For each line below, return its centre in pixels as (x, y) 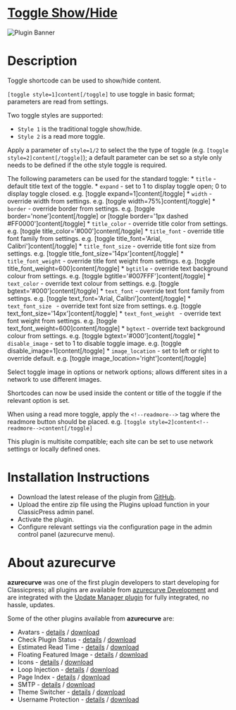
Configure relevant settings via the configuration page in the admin (115, 527)
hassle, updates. (31, 604)
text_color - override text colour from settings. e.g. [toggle (93, 283)
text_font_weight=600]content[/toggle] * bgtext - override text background (116, 328)
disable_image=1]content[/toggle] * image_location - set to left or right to (113, 351)
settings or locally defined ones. (54, 449)
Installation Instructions (79, 478)
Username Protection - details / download (78, 699)
